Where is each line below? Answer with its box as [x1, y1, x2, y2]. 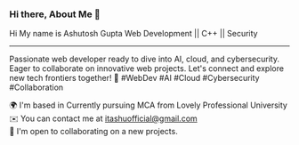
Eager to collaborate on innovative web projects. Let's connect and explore [9, 63, 285, 74]
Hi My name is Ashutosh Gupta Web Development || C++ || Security [9, 28, 258, 39]
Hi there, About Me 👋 [9, 8, 101, 20]
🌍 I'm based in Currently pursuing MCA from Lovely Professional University [9, 100, 287, 110]
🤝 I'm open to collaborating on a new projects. [9, 126, 178, 137]
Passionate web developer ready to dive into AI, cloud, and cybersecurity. [9, 53, 280, 65]
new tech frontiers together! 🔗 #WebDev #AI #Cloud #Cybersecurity [9, 73, 260, 84]
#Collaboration [9, 82, 64, 93]
